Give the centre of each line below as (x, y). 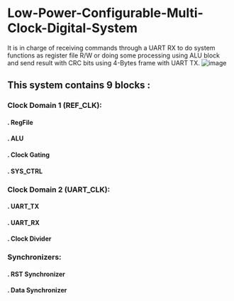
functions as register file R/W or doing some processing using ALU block (113, 55)
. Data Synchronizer (37, 290)
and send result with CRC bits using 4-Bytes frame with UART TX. (104, 62)
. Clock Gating (29, 155)
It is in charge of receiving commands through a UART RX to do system (111, 48)
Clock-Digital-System (73, 28)
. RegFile (20, 122)
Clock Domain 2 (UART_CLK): (59, 190)
